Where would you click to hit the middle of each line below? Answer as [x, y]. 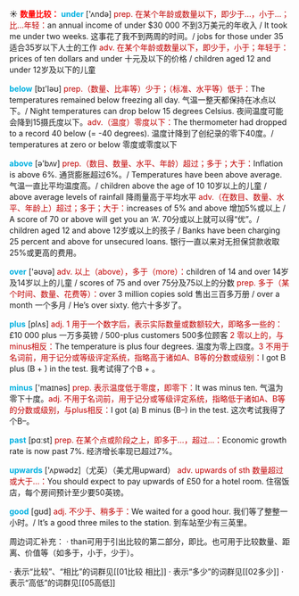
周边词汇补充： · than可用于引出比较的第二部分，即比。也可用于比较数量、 [146, 542]
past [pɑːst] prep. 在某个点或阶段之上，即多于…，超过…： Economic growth [148, 440]
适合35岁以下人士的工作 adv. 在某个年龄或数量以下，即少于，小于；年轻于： [149, 47]
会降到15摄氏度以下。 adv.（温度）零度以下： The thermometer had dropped [148, 122]
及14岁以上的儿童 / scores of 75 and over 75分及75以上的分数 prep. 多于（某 [149, 283]
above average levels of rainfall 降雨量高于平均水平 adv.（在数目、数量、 [143, 197]
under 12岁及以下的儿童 [53, 70]
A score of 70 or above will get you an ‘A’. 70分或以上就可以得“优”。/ [135, 219]
